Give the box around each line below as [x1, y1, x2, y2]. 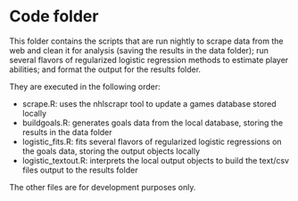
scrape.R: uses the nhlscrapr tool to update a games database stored [21, 98, 277, 109]
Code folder [9, 6, 99, 27]
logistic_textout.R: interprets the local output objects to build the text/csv [21, 155, 290, 165]
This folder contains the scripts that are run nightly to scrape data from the [9, 36, 284, 46]
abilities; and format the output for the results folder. [9, 64, 202, 75]
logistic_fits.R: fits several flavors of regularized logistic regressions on [21, 136, 283, 147]
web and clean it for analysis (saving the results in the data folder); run [9, 44, 269, 55]
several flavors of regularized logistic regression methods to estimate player [9, 54, 289, 65]
